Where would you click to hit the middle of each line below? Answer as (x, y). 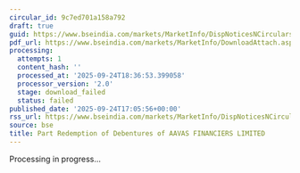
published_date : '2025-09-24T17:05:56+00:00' (95, 109)
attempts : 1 (40, 59)
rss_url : (25, 117)
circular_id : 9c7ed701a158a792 (67, 17)
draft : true (31, 26)
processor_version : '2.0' (66, 84)
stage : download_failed (61, 92)
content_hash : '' (50, 68)
